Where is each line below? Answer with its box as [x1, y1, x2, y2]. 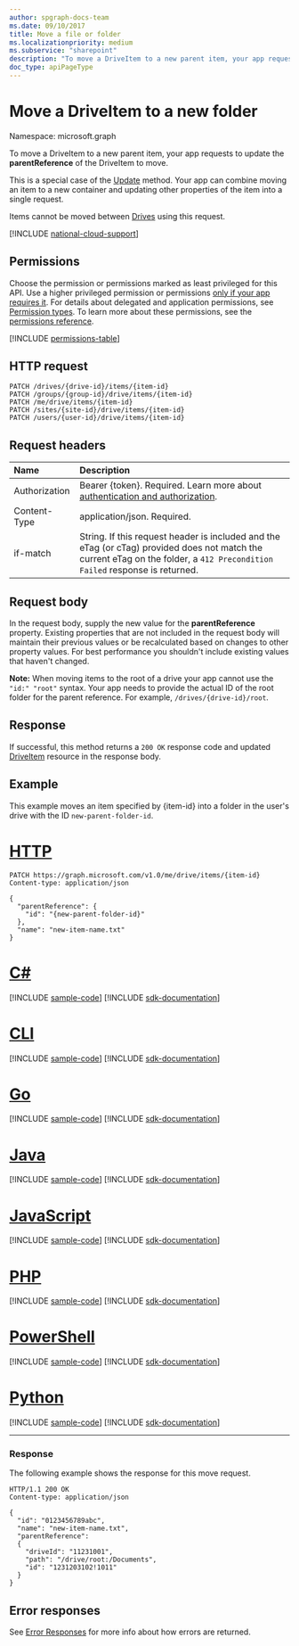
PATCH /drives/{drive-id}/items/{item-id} [9, 383, 169, 391]
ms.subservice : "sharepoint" [9, 46, 117, 55]
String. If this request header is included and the [79, 531, 280, 543]
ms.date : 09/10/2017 [9, 21, 86, 30]
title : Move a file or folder [9, 29, 122, 38]
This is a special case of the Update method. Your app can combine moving [9, 175, 287, 185]
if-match [13, 547, 52, 560]
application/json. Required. [79, 510, 191, 523]
